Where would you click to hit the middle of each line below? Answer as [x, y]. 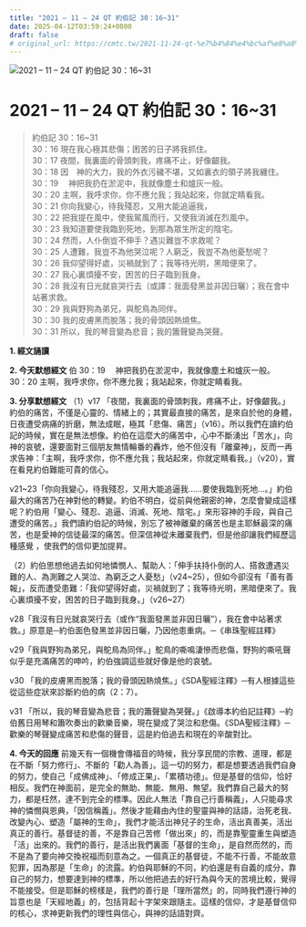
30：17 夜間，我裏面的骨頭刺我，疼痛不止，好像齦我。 [133, 161]
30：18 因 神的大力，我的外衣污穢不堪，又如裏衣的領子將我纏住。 [158, 172]
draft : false [34, 35]
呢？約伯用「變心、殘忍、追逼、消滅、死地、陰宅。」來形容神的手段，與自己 [151, 512]
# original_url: [40, 43]
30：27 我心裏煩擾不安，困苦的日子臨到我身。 [118, 275]
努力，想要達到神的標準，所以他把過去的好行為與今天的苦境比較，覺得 [165, 879]
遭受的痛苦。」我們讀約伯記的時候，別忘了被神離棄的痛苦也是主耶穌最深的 [147, 523]
